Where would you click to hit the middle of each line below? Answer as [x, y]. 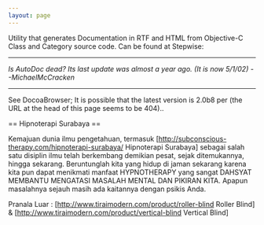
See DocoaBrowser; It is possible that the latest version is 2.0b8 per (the [125, 100]
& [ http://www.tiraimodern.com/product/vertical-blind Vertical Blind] [119, 212]
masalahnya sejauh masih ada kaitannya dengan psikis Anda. [107, 189]
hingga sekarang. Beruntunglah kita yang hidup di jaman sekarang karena [127, 164]
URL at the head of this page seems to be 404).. [86, 108]
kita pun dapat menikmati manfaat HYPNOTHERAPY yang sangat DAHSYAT [130, 172]
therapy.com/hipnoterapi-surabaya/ [66, 147]
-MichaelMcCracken [42, 77]
